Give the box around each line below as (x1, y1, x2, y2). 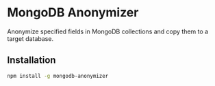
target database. (7, 34, 53, 42)
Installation (7, 55, 56, 66)
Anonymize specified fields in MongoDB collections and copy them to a (7, 27, 209, 35)
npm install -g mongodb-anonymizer (7, 72, 109, 79)
